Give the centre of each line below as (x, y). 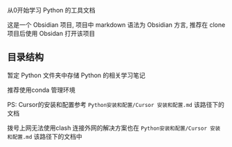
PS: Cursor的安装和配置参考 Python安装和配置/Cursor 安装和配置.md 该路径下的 (116, 104)
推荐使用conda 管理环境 (42, 90)
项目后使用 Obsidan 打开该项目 (51, 33)
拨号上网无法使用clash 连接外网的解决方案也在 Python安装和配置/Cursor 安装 (114, 128)
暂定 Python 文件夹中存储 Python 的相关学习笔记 (76, 75)
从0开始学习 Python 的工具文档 (51, 10)
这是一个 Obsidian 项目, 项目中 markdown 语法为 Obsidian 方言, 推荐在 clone (116, 25)
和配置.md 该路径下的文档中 (45, 136)
